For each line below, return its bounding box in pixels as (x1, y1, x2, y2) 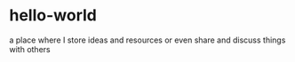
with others (9, 43, 51, 54)
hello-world (9, 5, 98, 26)
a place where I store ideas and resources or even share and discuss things (9, 35, 286, 45)
